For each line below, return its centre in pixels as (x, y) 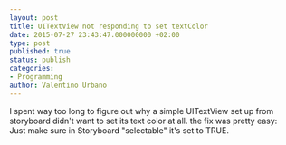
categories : (32, 69)
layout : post (34, 18)
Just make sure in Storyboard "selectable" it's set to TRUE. (119, 130)
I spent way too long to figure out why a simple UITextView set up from (142, 111)
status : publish (40, 60)
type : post (30, 43)
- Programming (36, 77)
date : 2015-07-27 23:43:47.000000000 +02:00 (95, 34)
